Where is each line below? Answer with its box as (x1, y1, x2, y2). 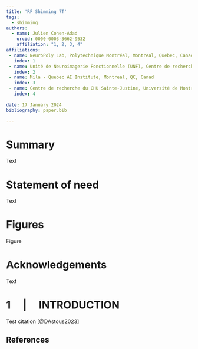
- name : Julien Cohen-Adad (11, 31, 78, 37)
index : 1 (14, 58, 35, 64)
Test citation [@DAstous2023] (6, 318, 80, 325)
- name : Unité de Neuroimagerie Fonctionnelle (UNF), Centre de (8, 63, 170, 70)
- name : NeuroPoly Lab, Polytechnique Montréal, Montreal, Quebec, (8, 52, 178, 58)
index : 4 (14, 91, 35, 97)
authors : (6, 25, 28, 31)
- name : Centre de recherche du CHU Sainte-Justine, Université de (8, 85, 178, 91)
